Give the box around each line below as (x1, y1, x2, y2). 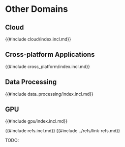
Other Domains (5, 3, 68, 15)
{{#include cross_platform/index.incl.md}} (5, 63, 90, 70)
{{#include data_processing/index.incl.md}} (5, 91, 94, 97)
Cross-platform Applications (5, 50, 95, 59)
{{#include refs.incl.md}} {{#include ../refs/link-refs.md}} (5, 128, 121, 134)
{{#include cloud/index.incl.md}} (5, 36, 71, 42)
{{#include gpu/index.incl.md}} (5, 118, 68, 124)
